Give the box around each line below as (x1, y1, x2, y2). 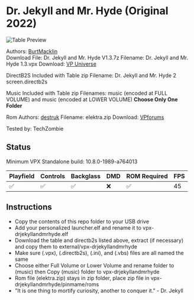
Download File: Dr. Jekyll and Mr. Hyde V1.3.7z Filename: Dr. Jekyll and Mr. (6, 54, 188, 61)
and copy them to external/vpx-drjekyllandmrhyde (14, 243, 138, 250)
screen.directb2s (6, 78, 48, 85)
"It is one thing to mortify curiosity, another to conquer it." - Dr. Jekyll (14, 287, 183, 294)
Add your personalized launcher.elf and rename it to (14, 224, 142, 231)
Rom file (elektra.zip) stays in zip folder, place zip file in (14, 274, 150, 282)
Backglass (70, 172, 101, 180)
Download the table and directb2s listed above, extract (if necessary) (14, 237, 184, 244)
